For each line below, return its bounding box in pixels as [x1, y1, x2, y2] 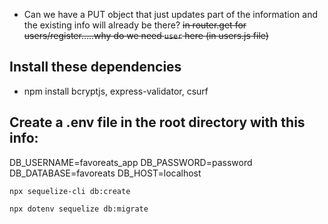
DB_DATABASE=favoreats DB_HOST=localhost [9, 167, 202, 179]
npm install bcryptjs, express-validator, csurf [23, 85, 209, 97]
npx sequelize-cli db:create [9, 186, 131, 196]
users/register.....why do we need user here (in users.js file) [23, 30, 269, 41]
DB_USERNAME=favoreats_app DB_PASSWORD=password [9, 156, 253, 168]
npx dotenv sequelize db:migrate [9, 204, 149, 214]
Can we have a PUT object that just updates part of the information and [23, 9, 318, 20]
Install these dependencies [9, 59, 182, 76]
